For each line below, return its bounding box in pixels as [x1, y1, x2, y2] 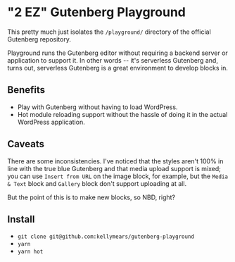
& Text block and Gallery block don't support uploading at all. [7, 179, 187, 187]
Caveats [7, 138, 44, 150]
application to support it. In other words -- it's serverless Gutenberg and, [7, 56, 218, 64]
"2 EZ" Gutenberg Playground [7, 4, 186, 20]
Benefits [7, 84, 46, 96]
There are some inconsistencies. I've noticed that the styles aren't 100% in [7, 156, 224, 166]
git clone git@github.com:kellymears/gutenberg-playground [17, 233, 195, 240]
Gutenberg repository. [7, 35, 72, 43]
